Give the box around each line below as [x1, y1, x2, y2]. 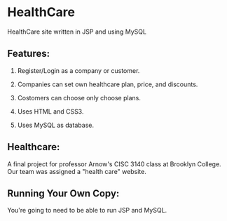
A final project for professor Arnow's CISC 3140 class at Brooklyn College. [7, 159, 222, 168]
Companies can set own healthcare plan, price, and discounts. [17, 80, 198, 88]
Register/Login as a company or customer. [17, 66, 140, 74]
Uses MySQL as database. [17, 121, 95, 129]
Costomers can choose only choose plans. [17, 93, 142, 102]
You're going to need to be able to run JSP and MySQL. [7, 206, 167, 215]
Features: [7, 48, 50, 60]
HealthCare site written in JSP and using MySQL [7, 27, 147, 36]
